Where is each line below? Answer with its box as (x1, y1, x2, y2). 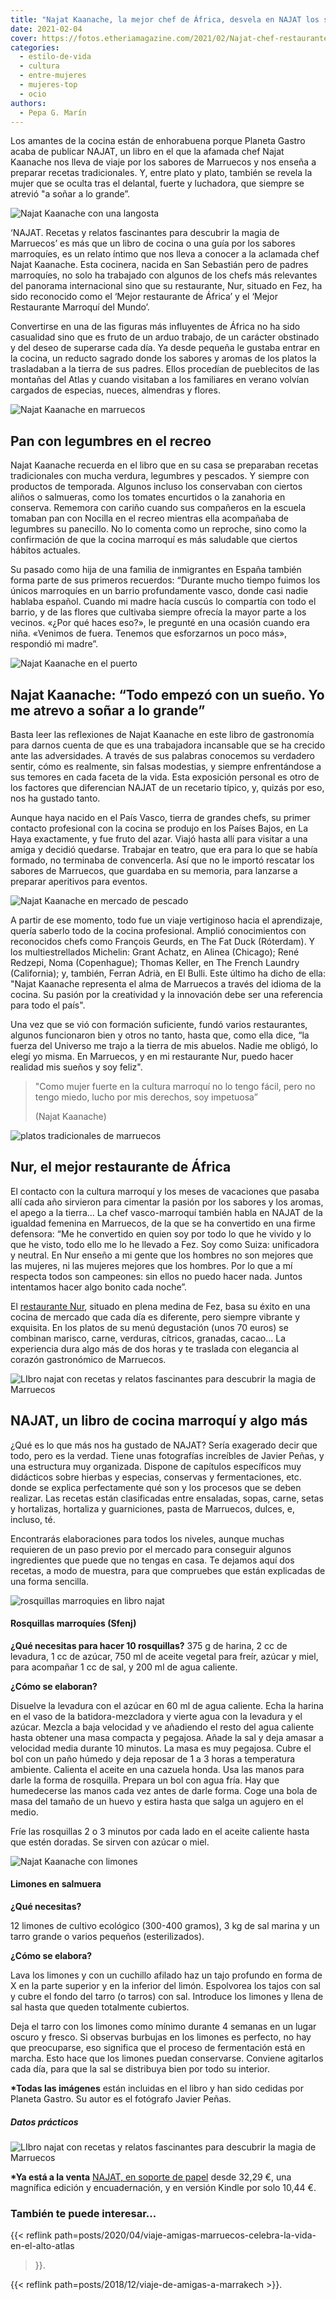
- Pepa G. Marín (19, 107, 87, 118)
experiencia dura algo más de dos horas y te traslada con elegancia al (10, 1342, 299, 1355)
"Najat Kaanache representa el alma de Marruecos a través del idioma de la (10, 978, 322, 990)
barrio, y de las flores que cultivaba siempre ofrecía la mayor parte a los (10, 606, 307, 618)
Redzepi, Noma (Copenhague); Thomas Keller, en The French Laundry (10, 957, 300, 968)
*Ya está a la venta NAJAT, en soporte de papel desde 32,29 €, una (10, 2171, 292, 2183)
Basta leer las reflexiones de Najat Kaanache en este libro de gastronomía (10, 729, 315, 740)
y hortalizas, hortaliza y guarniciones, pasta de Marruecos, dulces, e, (10, 1502, 295, 1515)
